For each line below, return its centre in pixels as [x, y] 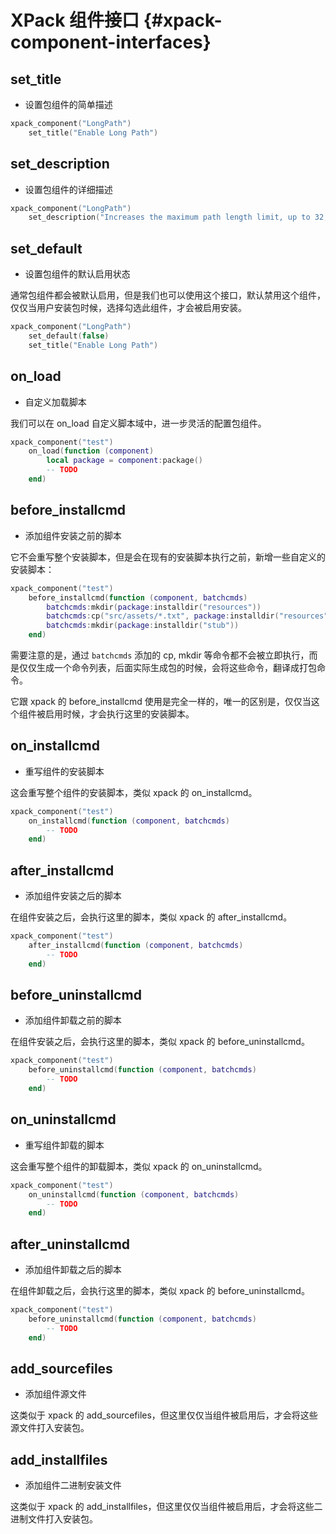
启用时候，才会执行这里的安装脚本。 [119, 714]
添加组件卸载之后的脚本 [73, 1270]
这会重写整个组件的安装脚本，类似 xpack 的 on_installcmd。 [134, 792]
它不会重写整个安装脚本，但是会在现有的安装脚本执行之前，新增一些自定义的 [168, 557]
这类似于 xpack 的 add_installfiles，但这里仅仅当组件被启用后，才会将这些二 [166, 1507]
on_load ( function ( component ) [91, 451]
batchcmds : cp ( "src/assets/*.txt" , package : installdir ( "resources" [187, 616]
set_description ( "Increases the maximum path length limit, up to [169, 217]
